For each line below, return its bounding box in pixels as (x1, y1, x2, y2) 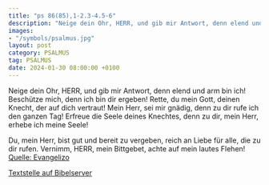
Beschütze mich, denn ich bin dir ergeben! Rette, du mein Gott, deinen (8, 94, 240, 104)
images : (8, 26, 34, 34)
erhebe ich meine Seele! (8, 119, 89, 129)
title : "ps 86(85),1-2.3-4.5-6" (8, 11, 116, 20)
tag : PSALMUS (8, 57, 52, 65)
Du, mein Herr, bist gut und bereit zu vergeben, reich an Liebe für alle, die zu (8, 135, 261, 145)
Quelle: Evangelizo (8, 152, 70, 162)
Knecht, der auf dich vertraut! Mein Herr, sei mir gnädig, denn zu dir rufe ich (8, 103, 259, 112)
